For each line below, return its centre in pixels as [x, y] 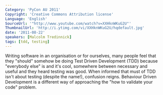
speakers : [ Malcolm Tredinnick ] [38, 37]
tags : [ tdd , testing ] [27, 42]
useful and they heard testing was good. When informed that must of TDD [81, 71]
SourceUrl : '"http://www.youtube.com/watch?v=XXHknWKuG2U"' [68, 23]
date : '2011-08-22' [25, 32]
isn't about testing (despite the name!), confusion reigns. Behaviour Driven [81, 76]
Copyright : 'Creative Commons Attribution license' [59, 14]
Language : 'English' [26, 19]
